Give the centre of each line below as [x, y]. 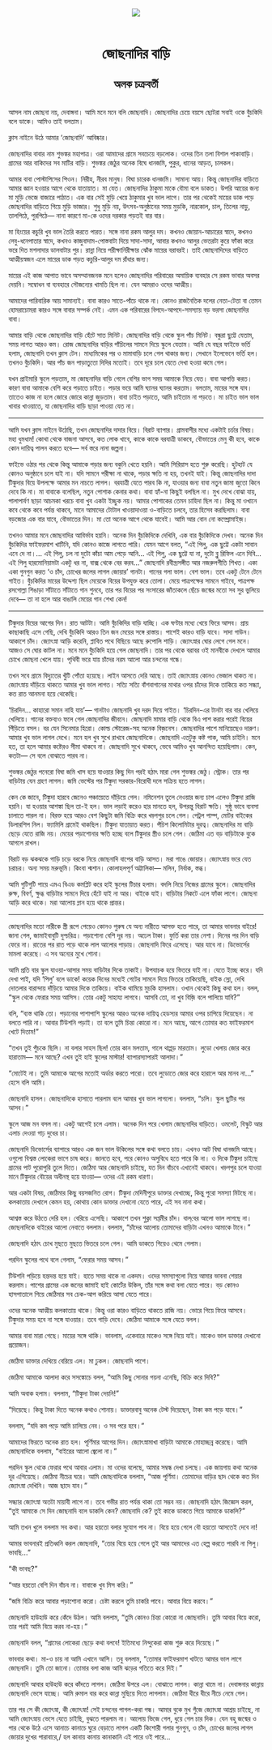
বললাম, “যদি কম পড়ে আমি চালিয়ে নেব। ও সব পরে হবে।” [76, 1426]
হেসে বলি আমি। [28, 1083]
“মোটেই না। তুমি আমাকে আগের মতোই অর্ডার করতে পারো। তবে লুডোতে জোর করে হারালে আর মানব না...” [131, 1073]
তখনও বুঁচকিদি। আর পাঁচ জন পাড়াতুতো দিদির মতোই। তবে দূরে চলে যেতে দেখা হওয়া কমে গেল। [119, 362]
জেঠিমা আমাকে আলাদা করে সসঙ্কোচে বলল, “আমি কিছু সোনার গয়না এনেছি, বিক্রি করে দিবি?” [114, 1377]
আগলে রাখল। [25, 843]
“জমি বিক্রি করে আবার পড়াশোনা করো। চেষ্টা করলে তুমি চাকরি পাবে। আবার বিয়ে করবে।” [110, 1601]
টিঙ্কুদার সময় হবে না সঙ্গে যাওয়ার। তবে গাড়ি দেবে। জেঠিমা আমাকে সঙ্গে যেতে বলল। [105, 1320]
